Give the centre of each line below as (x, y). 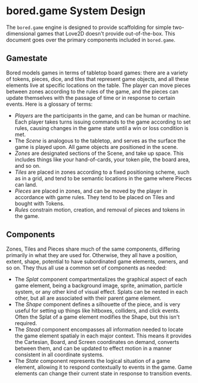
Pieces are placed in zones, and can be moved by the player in (91, 191)
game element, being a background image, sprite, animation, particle (98, 285)
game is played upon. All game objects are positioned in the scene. (96, 147)
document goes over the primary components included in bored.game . (91, 40)
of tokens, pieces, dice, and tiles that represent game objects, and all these (98, 79)
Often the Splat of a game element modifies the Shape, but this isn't (97, 317)
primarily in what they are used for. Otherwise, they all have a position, (92, 255)
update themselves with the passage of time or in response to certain (91, 98)
